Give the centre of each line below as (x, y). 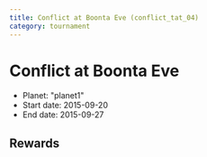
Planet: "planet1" (53, 96)
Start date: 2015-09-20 (65, 106)
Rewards (35, 143)
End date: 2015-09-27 (63, 115)
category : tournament (50, 26)
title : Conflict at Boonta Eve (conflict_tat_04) (104, 18)
